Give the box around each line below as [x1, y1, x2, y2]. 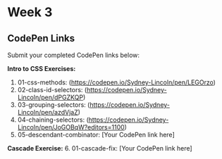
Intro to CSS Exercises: [7, 65, 76, 72]
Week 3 [7, 4, 53, 20]
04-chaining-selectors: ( [17, 115, 90, 124]
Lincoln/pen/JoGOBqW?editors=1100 [17, 123, 125, 131]
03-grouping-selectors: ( [17, 101, 90, 109]
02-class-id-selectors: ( [17, 86, 87, 94]
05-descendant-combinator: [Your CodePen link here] [17, 131, 175, 139]
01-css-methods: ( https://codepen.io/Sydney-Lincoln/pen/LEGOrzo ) [17, 78, 216, 87]
